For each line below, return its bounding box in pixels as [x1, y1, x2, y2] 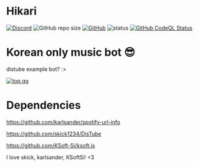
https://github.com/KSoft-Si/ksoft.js [6, 142, 96, 149]
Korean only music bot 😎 [6, 45, 135, 59]
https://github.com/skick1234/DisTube [6, 130, 102, 137]
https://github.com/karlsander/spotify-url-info [6, 118, 121, 125]
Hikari [6, 4, 38, 18]
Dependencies [6, 99, 81, 113]
